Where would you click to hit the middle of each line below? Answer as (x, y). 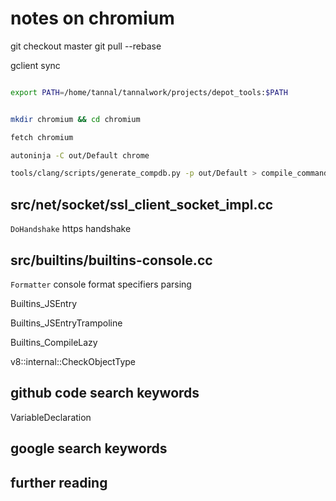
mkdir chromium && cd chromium (75, 119)
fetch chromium (42, 137)
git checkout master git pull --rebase (86, 46)
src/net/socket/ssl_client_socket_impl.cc (142, 204)
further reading (59, 482)
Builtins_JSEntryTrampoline (66, 323)
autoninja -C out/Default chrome (80, 155)
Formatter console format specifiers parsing (101, 284)
